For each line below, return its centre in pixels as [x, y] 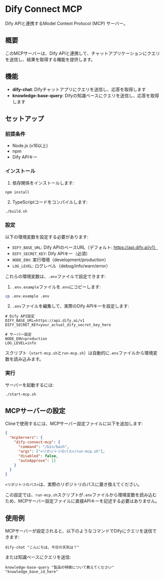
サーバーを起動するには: [30, 385]
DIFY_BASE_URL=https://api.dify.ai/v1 [45, 321]
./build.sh [16, 212]
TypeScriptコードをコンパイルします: [50, 202]
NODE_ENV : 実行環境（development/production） [60, 260]
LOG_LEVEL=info [21, 343]
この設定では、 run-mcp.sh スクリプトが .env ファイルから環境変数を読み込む [81, 495]
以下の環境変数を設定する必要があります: [47, 237]
